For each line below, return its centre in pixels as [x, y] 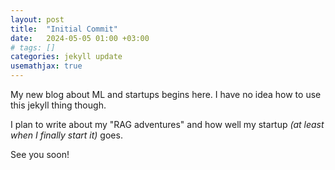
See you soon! [40, 154]
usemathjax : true [46, 66]
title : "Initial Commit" [64, 29]
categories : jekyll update [66, 57]
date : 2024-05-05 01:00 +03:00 [80, 38]
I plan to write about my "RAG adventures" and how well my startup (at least [167, 124]
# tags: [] [33, 47]
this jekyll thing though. [58, 105]
